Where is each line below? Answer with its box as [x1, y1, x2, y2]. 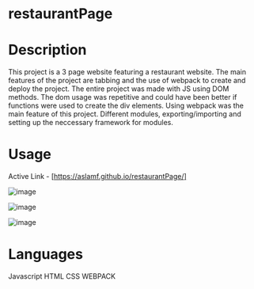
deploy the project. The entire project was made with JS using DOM [8, 84, 229, 93]
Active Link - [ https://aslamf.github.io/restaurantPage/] [8, 172, 188, 181]
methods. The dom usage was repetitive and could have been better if [8, 93, 237, 102]
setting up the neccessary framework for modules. [8, 118, 174, 127]
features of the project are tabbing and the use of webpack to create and [8, 76, 246, 86]
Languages [8, 245, 83, 264]
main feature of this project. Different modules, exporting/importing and [8, 109, 241, 119]
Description [8, 41, 87, 59]
